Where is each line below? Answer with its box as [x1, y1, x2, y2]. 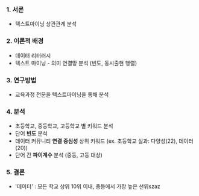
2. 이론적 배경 [6, 37, 44, 45]
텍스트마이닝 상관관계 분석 [14, 20, 77, 28]
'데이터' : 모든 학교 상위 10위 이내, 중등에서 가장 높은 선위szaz [14, 183, 161, 190]
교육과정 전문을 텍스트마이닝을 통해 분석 [14, 91, 109, 98]
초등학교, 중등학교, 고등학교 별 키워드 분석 [14, 122, 113, 129]
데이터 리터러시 [14, 51, 51, 59]
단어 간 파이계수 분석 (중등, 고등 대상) [14, 151, 103, 158]
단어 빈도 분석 [14, 130, 48, 137]
